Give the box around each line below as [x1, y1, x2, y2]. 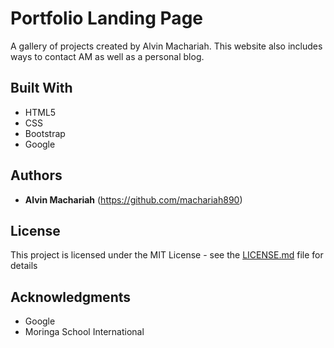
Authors [10, 167, 63, 184]
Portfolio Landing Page [10, 7, 203, 30]
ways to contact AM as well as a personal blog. [10, 50, 205, 62]
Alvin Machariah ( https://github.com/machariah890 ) [24, 193, 243, 206]
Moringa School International [24, 326, 145, 338]
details [10, 260, 38, 272]
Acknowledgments [10, 288, 132, 306]
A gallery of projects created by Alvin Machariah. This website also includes [10, 40, 323, 52]
